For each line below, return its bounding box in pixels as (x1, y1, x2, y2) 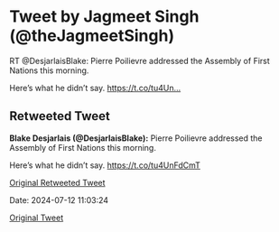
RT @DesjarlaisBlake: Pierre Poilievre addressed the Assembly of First (9, 55, 271, 66)
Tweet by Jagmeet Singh (9, 6, 200, 27)
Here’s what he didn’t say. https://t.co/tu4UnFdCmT (9, 160, 201, 171)
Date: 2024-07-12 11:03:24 (9, 194, 109, 205)
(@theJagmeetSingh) (9, 25, 174, 46)
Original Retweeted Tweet (9, 177, 106, 188)
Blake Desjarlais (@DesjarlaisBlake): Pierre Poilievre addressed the (9, 133, 264, 144)
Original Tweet (9, 212, 64, 223)
